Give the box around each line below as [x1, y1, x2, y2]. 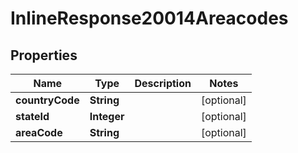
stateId [15, 110, 50, 123]
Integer [89, 110, 125, 123]
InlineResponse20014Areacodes [10, 7, 289, 30]
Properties [10, 47, 78, 64]
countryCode [15, 93, 80, 107]
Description [134, 77, 192, 90]
